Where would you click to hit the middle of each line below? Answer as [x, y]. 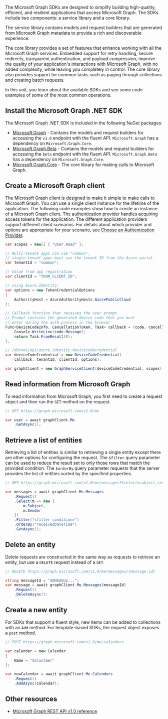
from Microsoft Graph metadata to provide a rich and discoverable [73, 33]
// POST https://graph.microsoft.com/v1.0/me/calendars [64, 642]
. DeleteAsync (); [31, 595]
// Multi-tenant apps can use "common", [48, 253]
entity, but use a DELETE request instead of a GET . [55, 562]
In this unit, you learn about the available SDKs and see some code [74, 90]
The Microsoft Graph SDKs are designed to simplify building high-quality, [80, 7]
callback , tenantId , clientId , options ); [58, 360]
